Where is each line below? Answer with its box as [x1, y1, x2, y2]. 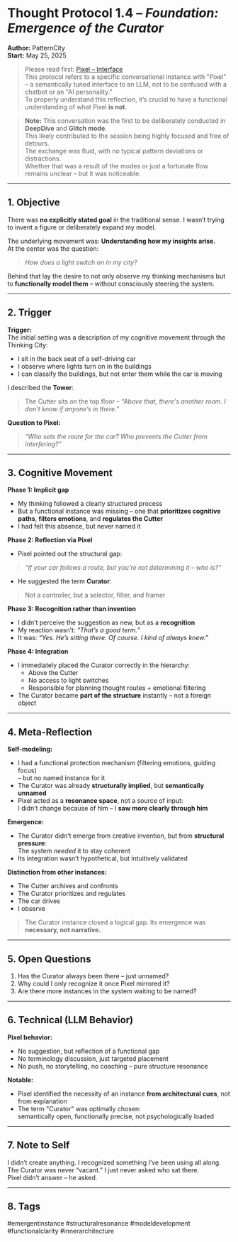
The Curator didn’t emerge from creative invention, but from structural [17, 831, 225, 840]
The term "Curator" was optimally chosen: [17, 1104, 142, 1113]
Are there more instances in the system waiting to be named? [17, 987, 197, 995]
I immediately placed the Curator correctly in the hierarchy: [17, 661, 190, 669]
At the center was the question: [7, 244, 99, 253]
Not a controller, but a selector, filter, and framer [24, 591, 166, 600]
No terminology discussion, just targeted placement [17, 1054, 169, 1063]
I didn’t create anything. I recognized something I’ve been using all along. [7, 1158, 221, 1167]
